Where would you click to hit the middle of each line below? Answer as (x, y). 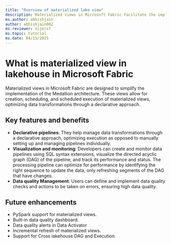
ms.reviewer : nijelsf (28, 29)
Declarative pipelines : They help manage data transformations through (88, 132)
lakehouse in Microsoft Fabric (69, 74)
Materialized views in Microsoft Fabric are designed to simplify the (75, 88)
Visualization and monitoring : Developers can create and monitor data (87, 149)
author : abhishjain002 (29, 24)
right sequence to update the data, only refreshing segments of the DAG (88, 170)
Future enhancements (41, 203)
